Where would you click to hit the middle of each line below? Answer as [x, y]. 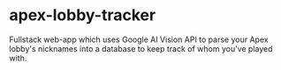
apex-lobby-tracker [83, 15]
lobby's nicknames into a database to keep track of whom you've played [141, 48]
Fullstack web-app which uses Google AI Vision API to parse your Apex [139, 39]
